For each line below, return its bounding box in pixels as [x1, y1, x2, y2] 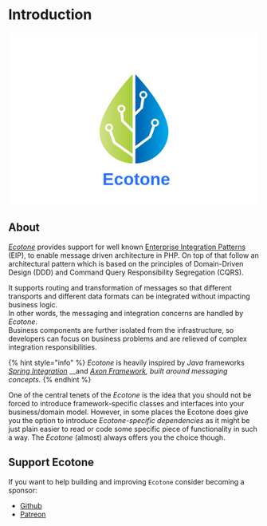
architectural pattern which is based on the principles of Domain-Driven [8, 259, 244, 268]
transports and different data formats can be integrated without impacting [8, 291, 251, 301]
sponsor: [8, 485, 37, 495]
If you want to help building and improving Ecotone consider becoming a [8, 477, 245, 486]
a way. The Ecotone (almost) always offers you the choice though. [8, 433, 226, 442]
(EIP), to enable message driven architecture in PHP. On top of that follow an [8, 250, 259, 260]
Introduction [8, 6, 92, 24]
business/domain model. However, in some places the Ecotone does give [8, 407, 249, 417]
